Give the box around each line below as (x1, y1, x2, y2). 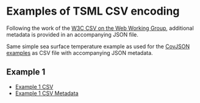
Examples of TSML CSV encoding (6, 4, 180, 18)
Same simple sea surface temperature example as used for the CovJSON (6, 43, 190, 50)
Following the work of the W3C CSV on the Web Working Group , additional (6, 24, 194, 32)
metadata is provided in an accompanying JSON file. (6, 30, 138, 38)
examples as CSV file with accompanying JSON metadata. (6, 49, 154, 56)
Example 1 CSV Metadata (15, 90, 79, 97)
